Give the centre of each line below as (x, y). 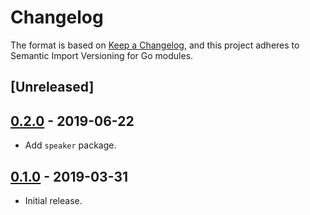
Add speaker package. (70, 145)
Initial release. (53, 200)
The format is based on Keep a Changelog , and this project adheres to (155, 45)
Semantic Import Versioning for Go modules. (102, 55)
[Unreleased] (52, 87)
